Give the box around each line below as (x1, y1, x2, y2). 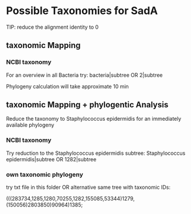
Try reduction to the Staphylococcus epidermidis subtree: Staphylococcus (6, 150, 186, 157)
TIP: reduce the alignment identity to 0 (6, 23, 99, 30)
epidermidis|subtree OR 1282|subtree (6, 155, 97, 162)
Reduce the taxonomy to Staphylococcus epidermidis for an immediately (6, 116, 182, 123)
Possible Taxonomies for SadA (6, 4, 158, 18)
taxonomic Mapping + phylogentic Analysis (6, 100, 169, 110)
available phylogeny (6, 121, 54, 128)
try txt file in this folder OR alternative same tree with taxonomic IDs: (6, 184, 171, 191)
